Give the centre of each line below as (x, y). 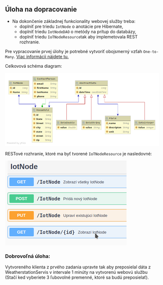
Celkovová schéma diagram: (34, 66)
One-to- (151, 52)
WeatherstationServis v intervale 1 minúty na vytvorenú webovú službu (76, 272)
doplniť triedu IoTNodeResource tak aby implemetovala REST (79, 37)
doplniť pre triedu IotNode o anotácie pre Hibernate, (71, 26)
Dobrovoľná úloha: (28, 256)
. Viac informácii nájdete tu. (41, 57)
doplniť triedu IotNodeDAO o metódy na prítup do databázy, (78, 31)
